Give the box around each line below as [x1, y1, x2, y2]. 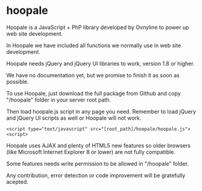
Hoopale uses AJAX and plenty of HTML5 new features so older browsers [6, 141, 191, 149]
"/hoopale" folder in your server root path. [6, 96, 111, 103]
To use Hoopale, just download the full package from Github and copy [6, 89, 181, 97]
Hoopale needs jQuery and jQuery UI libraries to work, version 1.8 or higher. [6, 60, 195, 67]
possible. [6, 78, 29, 85]
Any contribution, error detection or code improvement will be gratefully [6, 172, 186, 179]
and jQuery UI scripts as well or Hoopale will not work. [6, 114, 142, 121]
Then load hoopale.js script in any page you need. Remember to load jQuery [6, 108, 197, 115]
